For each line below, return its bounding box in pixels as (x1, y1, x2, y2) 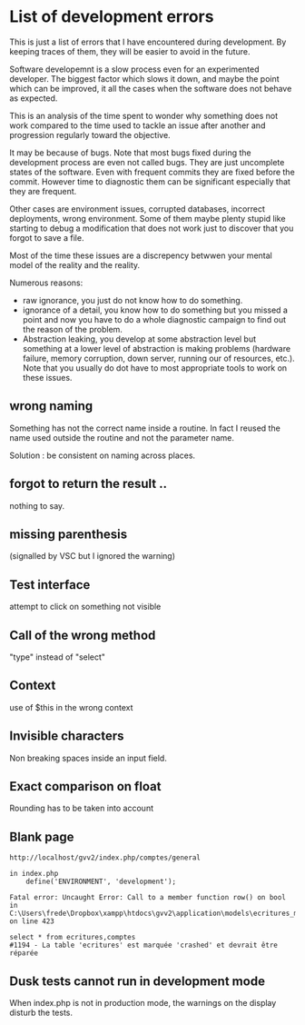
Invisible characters (9, 729, 124, 744)
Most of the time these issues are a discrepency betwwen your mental (9, 250, 272, 261)
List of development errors (9, 6, 214, 27)
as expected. (9, 93, 58, 104)
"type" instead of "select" (9, 652, 106, 662)
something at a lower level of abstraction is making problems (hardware (22, 343, 291, 353)
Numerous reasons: (9, 277, 84, 288)
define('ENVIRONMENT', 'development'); (25, 877, 177, 887)
